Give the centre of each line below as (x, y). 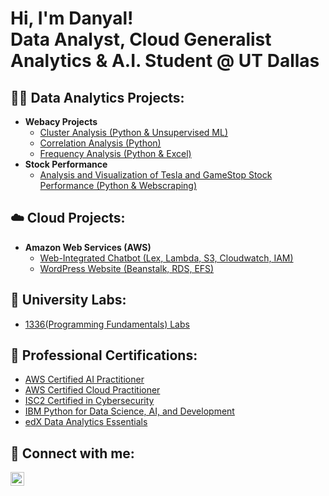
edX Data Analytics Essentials (86, 422)
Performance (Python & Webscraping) (118, 185)
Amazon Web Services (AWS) (88, 247)
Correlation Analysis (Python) (100, 143)
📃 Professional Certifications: (104, 355)
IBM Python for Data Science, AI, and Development (129, 411)
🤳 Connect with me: (72, 453)
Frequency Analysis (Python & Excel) (115, 153)
